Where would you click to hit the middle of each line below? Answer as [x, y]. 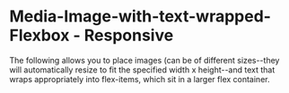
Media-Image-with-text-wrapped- [140, 17]
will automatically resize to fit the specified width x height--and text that [142, 70]
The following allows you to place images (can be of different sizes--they [144, 60]
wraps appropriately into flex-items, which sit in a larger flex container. [140, 79]
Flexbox [39, 35]
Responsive [129, 35]
